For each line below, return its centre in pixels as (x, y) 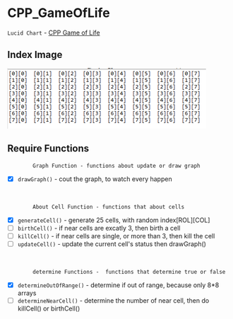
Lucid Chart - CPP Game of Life (54, 33)
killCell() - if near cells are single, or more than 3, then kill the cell (116, 236)
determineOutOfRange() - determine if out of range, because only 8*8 (118, 285)
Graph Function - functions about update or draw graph (116, 166)
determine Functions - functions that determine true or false (129, 272)
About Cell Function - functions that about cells (109, 207)
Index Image (35, 55)
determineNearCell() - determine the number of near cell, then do (113, 300)
